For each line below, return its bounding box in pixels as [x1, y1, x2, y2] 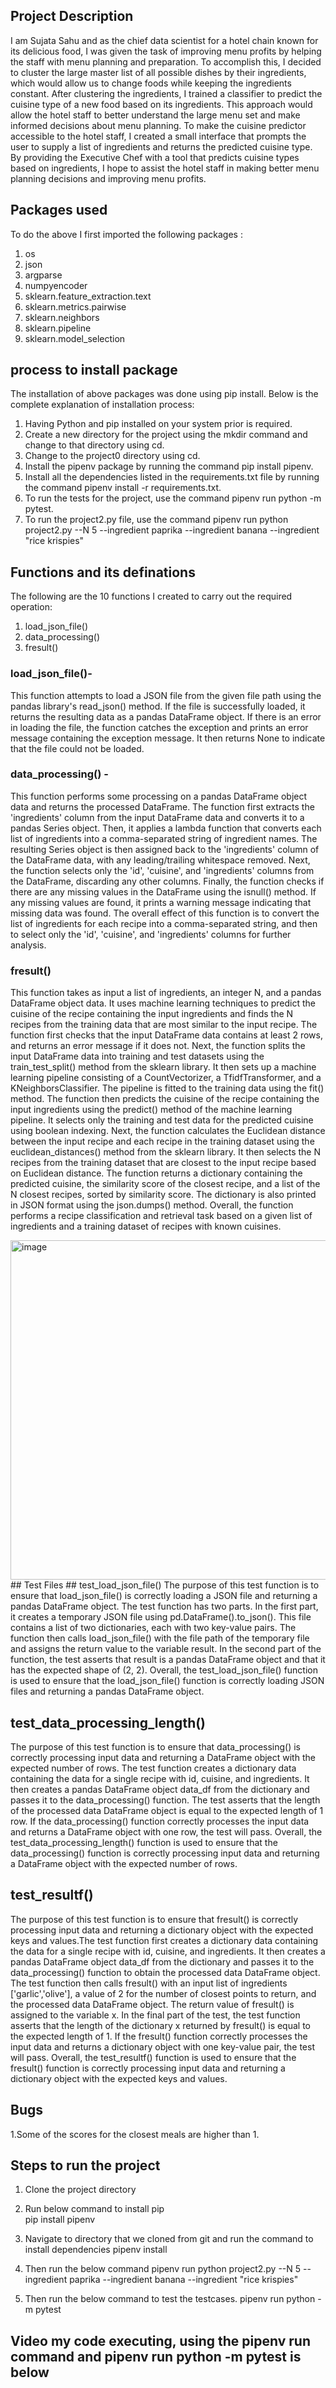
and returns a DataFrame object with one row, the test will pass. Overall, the [10, 1825, 323, 1838]
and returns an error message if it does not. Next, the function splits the [10, 1040, 306, 1052]
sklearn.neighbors [24, 311, 100, 323]
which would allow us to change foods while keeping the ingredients [10, 77, 292, 89]
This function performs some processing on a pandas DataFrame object [10, 790, 308, 802]
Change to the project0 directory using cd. [24, 450, 201, 462]
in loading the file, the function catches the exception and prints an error [10, 721, 309, 733]
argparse [24, 269, 63, 281]
